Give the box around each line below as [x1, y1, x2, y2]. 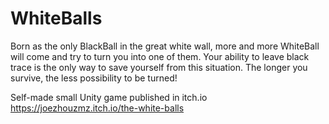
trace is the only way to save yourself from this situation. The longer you [10, 61, 308, 73]
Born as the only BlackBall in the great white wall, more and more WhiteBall [10, 40, 320, 52]
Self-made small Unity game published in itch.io [10, 91, 208, 103]
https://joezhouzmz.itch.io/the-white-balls [10, 102, 185, 114]
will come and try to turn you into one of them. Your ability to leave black [10, 50, 310, 62]
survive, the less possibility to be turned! [10, 72, 178, 84]
